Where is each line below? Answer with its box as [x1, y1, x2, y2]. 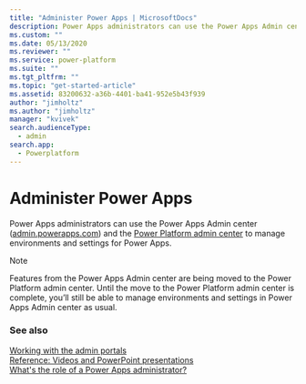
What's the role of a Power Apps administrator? [9, 364, 188, 375]
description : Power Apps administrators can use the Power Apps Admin [9, 22, 283, 31]
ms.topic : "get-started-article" [9, 81, 137, 90]
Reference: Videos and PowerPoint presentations [9, 354, 194, 365]
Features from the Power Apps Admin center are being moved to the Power [9, 272, 292, 283]
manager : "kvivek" [9, 115, 79, 124]
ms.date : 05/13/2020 [9, 38, 88, 48]
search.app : [9, 140, 55, 149]
